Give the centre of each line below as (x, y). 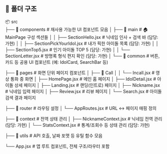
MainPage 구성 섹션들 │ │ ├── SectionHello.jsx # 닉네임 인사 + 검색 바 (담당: (82, 37)
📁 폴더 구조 (21, 9)
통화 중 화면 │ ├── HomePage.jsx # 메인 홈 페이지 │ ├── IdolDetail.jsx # (83, 79)
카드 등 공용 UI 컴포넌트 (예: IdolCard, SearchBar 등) (57, 62)
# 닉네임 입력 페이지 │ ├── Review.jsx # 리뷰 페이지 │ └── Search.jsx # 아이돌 (83, 91)
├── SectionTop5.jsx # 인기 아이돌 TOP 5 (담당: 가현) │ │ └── (68, 49)
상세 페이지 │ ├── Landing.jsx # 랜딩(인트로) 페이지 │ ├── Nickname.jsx (87, 85)
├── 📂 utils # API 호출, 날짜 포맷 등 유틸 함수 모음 (54, 136)
